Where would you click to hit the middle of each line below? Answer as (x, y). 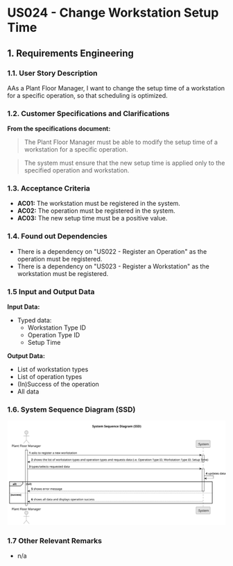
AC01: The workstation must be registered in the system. (98, 204)
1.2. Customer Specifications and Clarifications (88, 113)
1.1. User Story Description (53, 73)
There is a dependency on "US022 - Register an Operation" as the (112, 251)
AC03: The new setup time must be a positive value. (92, 218)
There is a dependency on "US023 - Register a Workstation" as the (113, 266)
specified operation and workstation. (77, 170)
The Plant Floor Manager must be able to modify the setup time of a (121, 142)
